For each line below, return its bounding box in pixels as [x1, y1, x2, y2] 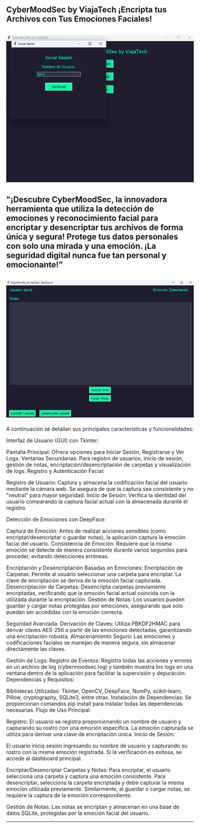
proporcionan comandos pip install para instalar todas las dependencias [6, 700, 183, 708]
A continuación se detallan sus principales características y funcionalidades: [6, 425, 194, 432]
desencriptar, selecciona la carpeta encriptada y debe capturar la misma [6, 779, 185, 786]
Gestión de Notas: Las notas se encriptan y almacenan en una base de [6, 804, 180, 811]
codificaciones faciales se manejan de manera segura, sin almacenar [6, 639, 176, 646]
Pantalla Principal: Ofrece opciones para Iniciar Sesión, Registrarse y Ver [6, 449, 185, 456]
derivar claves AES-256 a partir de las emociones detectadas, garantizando [6, 627, 192, 634]
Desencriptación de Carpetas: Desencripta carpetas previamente [6, 583, 166, 590]
